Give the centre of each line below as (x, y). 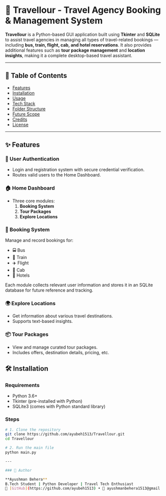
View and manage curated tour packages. (55, 347)
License (20, 124)
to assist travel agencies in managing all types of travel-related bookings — (82, 40)
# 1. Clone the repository (33, 430)
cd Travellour (20, 439)
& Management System (54, 21)
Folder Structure (29, 109)
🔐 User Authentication (32, 159)
